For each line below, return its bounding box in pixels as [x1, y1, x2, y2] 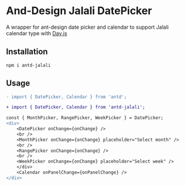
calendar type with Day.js [6, 29, 67, 36]
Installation [6, 47, 48, 57]
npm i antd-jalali [6, 62, 51, 68]
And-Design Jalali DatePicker [6, 4, 152, 18]
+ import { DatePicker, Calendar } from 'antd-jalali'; [6, 104, 145, 110]
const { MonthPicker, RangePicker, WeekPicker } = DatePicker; [6, 115, 164, 121]
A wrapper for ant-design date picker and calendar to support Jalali [6, 23, 169, 31]
